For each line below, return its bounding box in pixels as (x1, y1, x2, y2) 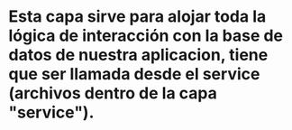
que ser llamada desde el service (8, 64, 260, 85)
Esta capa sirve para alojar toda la (8, 6, 267, 27)
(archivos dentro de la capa (8, 83, 217, 104)
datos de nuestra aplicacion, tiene (8, 45, 269, 65)
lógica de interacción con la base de (8, 25, 284, 46)
